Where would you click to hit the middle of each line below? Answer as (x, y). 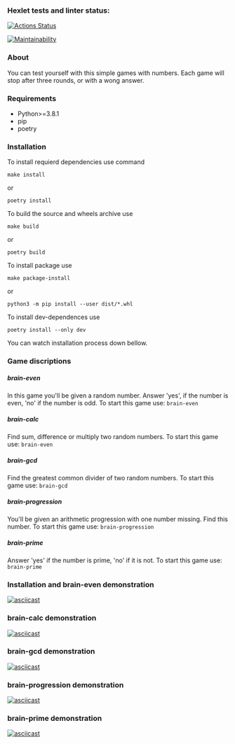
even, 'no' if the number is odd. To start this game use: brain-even (103, 403)
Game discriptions (39, 361)
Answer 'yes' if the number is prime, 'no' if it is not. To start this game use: (115, 560)
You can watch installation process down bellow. (78, 343)
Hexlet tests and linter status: (59, 11)
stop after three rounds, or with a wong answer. (76, 80)
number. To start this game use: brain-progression (81, 526)
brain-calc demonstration (52, 618)
